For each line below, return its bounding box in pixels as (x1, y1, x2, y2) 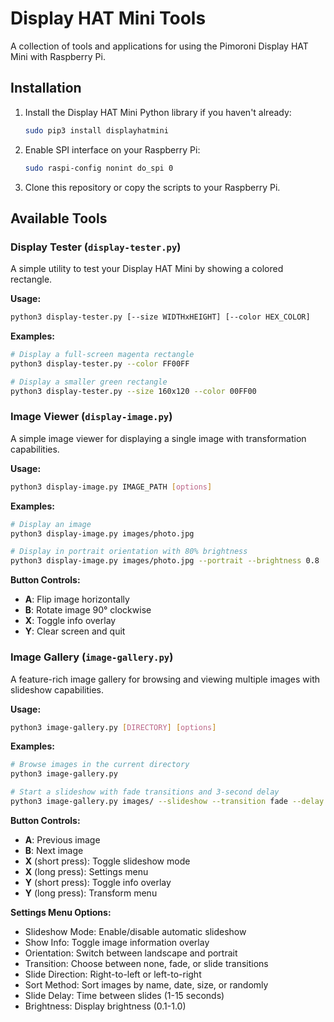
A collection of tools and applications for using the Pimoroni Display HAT (10, 40, 309, 52)
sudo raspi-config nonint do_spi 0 (24, 163, 174, 173)
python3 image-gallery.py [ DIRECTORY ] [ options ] (10, 722, 217, 732)
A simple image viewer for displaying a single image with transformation (10, 432, 307, 444)
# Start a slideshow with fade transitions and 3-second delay (10, 787, 280, 797)
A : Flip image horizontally (24, 593, 130, 606)
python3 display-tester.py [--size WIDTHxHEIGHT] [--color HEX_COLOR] (10, 312, 311, 322)
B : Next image (24, 844, 84, 856)
